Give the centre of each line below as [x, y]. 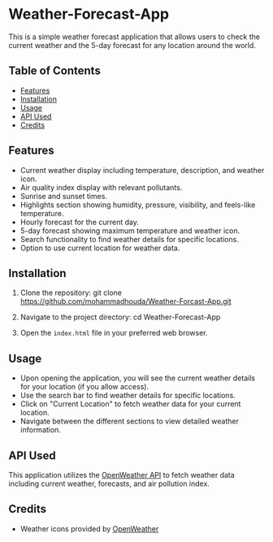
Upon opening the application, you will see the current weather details [138, 378]
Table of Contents [55, 71]
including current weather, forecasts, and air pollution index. [109, 483]
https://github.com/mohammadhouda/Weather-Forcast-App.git [126, 301]
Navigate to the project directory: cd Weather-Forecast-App [120, 317]
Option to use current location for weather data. [100, 248]
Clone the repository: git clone [71, 293]
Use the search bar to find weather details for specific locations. [128, 396]
